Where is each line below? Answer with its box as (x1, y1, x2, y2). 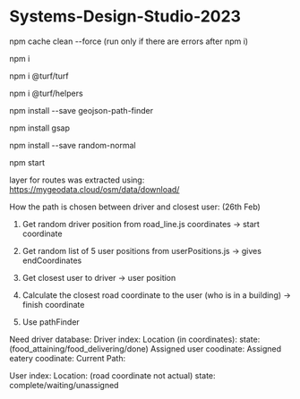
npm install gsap (9, 123, 70, 133)
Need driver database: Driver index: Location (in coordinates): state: (9, 334, 261, 344)
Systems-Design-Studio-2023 (9, 6, 242, 27)
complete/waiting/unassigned (9, 379, 119, 390)
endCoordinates (21, 255, 82, 266)
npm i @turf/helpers (9, 88, 83, 98)
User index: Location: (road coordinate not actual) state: (9, 369, 217, 381)
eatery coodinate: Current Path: (9, 352, 126, 363)
